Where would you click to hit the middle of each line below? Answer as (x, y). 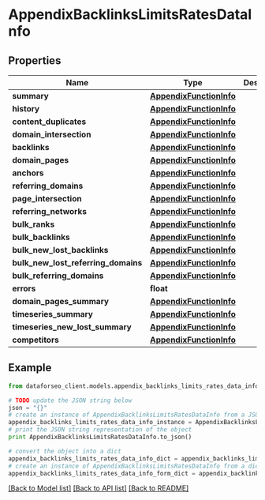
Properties (35, 60)
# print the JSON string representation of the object (100, 430)
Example (30, 368)
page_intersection (47, 199)
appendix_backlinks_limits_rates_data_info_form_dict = (102, 473)
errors (24, 288)
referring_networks (49, 211)
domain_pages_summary (60, 301)
